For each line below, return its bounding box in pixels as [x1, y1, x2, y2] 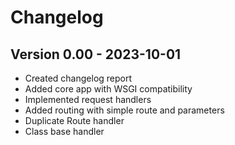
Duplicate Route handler [24, 115, 125, 126]
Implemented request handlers [24, 94, 152, 105]
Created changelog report [24, 72, 133, 84]
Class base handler [24, 126, 105, 137]
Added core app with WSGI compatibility [24, 83, 193, 95]
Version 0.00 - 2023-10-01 [10, 46, 182, 63]
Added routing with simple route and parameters [24, 104, 225, 116]
